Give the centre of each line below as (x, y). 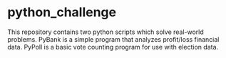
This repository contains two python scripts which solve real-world (106, 32)
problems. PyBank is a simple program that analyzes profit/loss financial (113, 39)
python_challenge (62, 12)
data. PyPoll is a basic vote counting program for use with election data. (113, 47)
